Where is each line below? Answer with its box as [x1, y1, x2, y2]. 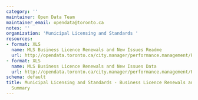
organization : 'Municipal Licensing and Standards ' [6, 31, 138, 36]
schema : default [6, 74, 46, 80]
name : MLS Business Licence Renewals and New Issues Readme [11, 47, 162, 53]
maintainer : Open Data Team [6, 14, 75, 20]
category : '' [6, 8, 38, 15]
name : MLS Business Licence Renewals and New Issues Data [11, 63, 157, 69]
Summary [11, 85, 31, 91]
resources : [6, 36, 33, 42]
